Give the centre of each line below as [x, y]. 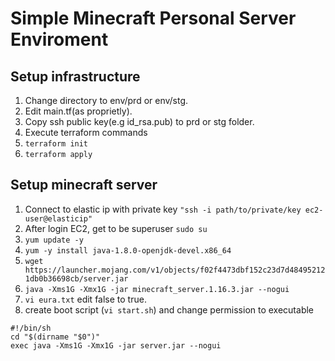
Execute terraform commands [86, 132]
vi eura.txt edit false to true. [85, 299]
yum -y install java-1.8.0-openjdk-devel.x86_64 [128, 250]
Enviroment [59, 39]
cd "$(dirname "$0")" [55, 337]
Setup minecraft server [84, 185]
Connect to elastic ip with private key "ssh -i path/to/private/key [163, 209]
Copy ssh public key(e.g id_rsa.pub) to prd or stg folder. [139, 121]
